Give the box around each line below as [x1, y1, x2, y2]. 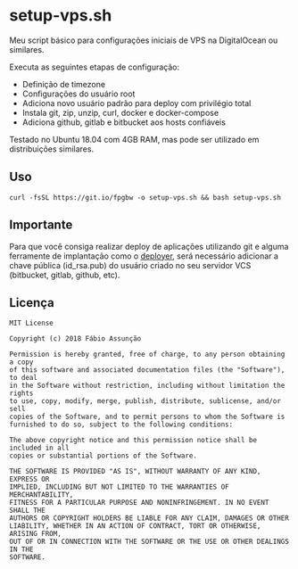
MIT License [9, 318, 54, 328]
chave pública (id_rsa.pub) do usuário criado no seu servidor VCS [9, 260, 252, 270]
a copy [9, 358, 34, 367]
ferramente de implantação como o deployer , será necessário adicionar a [9, 251, 279, 261]
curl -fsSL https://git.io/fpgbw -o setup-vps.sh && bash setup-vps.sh [9, 193, 281, 202]
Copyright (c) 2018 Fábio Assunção [9, 334, 142, 343]
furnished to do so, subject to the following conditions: [9, 420, 234, 429]
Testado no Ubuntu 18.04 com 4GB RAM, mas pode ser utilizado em [9, 134, 260, 144]
